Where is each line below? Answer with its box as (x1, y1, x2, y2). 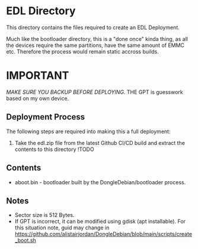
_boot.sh (14, 237, 37, 244)
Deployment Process (6, 112, 85, 122)
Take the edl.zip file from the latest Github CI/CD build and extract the (14, 139, 186, 146)
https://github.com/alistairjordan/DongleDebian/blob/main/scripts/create (14, 231, 193, 238)
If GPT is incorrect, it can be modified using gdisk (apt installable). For (14, 218, 186, 225)
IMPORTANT (6, 69, 69, 83)
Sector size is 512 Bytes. (14, 212, 75, 219)
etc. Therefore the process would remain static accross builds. (6, 48, 159, 55)
